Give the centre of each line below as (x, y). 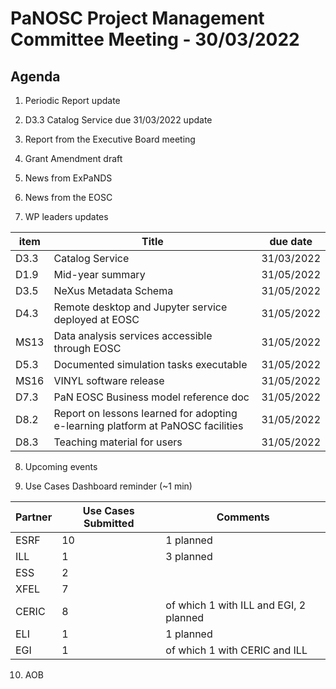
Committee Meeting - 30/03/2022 (155, 39)
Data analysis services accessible (133, 335)
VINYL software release (109, 380)
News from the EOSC (68, 197)
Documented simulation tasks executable (150, 364)
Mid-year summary (99, 274)
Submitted (109, 523)
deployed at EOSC (96, 319)
